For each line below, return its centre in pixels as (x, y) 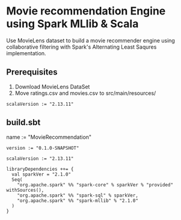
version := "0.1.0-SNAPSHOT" (43, 148)
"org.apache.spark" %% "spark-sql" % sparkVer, (78, 195)
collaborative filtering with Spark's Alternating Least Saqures (81, 47)
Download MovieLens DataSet (52, 87)
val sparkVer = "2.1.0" (41, 174)
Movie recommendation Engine (86, 11)
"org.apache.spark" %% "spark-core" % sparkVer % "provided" (95, 185)
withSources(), (25, 190)
